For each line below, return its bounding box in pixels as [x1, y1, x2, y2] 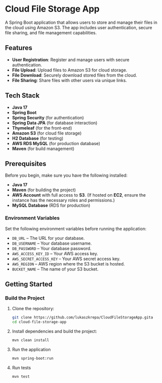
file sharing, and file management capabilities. [5, 30, 97, 35]
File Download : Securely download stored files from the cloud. [12, 72, 137, 78]
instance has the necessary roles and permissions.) [12, 198, 115, 203]
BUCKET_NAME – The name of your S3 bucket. [12, 266, 99, 272]
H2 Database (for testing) [12, 135, 64, 141]
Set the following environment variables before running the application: [5, 226, 147, 232]
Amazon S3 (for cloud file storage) [12, 130, 82, 136]
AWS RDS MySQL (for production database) [12, 140, 101, 146]
